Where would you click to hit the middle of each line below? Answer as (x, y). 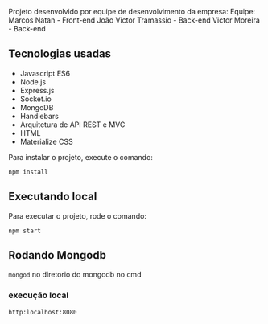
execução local (39, 295)
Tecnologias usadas (60, 54)
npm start (25, 231)
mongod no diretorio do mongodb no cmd (75, 275)
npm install (28, 172)
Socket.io (36, 99)
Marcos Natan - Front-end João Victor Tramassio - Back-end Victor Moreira (134, 20)
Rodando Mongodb (58, 255)
